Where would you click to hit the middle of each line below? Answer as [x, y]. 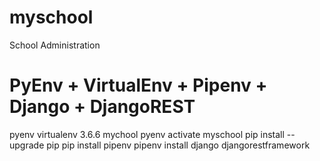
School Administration [55, 45]
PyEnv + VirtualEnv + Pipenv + [138, 85]
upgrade [27, 145]
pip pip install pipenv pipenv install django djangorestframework [178, 145]
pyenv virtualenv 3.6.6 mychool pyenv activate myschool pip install [147, 134]
